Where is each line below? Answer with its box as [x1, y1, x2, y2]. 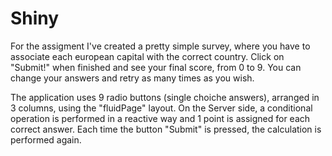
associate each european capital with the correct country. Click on [10, 50, 285, 62]
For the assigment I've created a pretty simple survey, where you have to [10, 40, 311, 52]
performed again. [10, 133, 82, 146]
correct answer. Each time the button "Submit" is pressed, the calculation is [10, 123, 322, 135]
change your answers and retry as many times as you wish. [10, 72, 255, 84]
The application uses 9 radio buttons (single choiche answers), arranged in [10, 91, 320, 103]
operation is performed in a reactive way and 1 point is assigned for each [10, 112, 311, 124]
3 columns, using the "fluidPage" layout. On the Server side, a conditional [10, 102, 313, 114]
